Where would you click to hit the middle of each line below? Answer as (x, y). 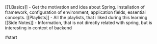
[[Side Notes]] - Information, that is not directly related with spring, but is (79, 22)
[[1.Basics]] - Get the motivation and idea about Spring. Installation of (75, 7)
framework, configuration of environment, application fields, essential (76, 12)
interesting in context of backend (39, 28)
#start (11, 37)
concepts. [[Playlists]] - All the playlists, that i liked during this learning (76, 17)
